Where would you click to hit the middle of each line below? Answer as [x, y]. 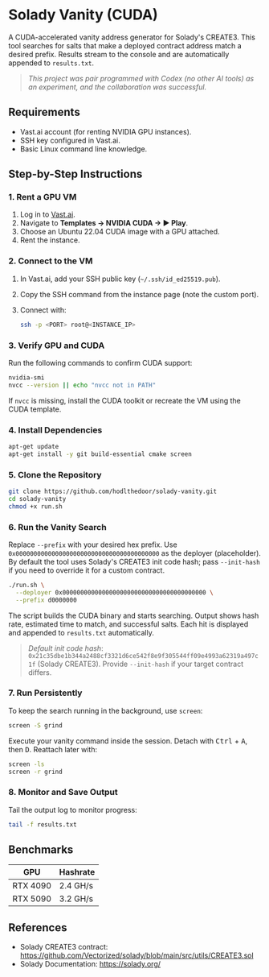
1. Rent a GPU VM [43, 197]
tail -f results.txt [43, 824]
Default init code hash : [65, 648]
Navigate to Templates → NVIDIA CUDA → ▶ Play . [104, 223]
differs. [40, 672]
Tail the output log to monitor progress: [73, 809]
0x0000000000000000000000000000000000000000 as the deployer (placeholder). [134, 553]
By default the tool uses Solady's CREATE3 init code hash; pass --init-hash [134, 561]
